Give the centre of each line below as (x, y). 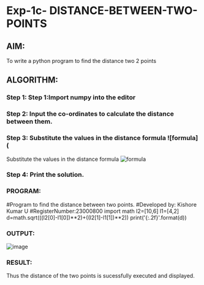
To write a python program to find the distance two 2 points (81, 61)
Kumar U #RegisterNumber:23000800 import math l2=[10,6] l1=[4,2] (93, 211)
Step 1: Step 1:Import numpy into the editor (71, 97)
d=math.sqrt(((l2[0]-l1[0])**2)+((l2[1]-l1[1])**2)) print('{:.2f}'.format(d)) (96, 217)
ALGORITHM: (32, 80)
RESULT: (19, 262)
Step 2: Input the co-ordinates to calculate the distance (90, 114)
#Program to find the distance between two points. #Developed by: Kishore (102, 204)
